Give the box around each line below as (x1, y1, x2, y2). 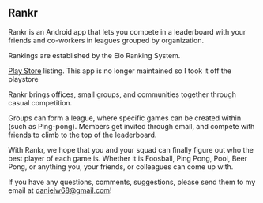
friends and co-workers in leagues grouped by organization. (8, 35, 204, 45)
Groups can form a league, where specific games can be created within (8, 113, 242, 123)
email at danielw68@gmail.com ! (8, 185, 112, 195)
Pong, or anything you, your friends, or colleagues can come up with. (8, 161, 234, 172)
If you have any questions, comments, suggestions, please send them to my (8, 177, 256, 186)
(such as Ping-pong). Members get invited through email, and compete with (8, 121, 255, 131)
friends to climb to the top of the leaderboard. (8, 130, 157, 139)
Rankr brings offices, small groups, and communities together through (8, 90, 237, 99)
